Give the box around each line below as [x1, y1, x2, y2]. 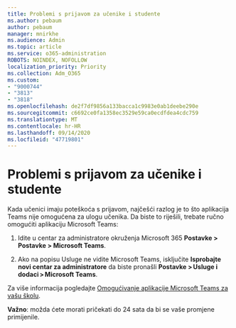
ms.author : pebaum [7, 17, 62, 24]
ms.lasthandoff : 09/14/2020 [7, 129, 91, 136]
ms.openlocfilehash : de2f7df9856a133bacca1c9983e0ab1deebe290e [7, 103, 199, 110]
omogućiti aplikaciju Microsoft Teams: [7, 220, 119, 229]
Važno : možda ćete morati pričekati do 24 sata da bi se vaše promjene [7, 305, 215, 314]
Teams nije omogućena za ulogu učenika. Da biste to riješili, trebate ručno [7, 212, 224, 221]
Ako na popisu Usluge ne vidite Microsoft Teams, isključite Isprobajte [17, 255, 222, 263]
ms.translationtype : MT [7, 116, 78, 123]
